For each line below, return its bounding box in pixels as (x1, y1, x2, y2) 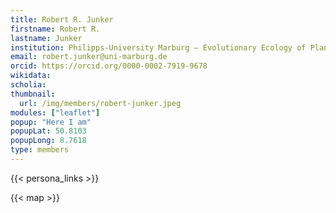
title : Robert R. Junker (10, 14, 114, 25)
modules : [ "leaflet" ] (10, 107, 101, 118)
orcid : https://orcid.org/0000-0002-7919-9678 (10, 61, 208, 71)
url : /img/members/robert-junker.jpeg (19, 98, 182, 108)
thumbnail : (10, 89, 56, 99)
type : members (10, 145, 70, 155)
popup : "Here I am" (10, 117, 92, 127)
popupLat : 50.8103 (10, 126, 87, 136)
